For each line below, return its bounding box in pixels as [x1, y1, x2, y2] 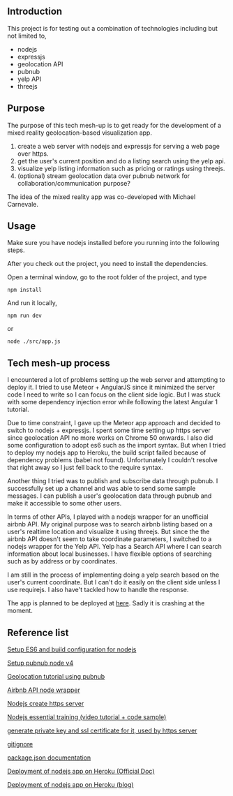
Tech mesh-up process [7, 357, 110, 369]
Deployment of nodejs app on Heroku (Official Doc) [7, 767, 155, 776]
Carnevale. [7, 200, 38, 208]
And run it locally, [7, 299, 58, 307]
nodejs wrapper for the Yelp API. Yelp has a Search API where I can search [7, 543, 222, 551]
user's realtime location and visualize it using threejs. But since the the [7, 527, 210, 536]
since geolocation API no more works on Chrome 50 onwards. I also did [7, 434, 213, 442]
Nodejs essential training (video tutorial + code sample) [7, 713, 167, 721]
